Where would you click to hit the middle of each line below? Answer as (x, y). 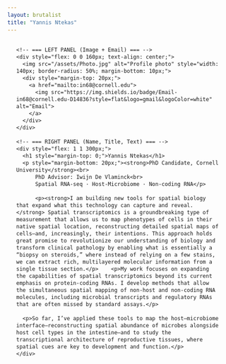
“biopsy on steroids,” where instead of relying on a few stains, (116, 254)
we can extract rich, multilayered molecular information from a (114, 262)
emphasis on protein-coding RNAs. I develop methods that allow (113, 283)
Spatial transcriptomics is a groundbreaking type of (129, 212)
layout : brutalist (34, 15)
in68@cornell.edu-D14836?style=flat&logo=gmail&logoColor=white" (114, 99)
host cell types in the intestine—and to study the (94, 332)
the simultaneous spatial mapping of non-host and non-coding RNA (116, 290)
